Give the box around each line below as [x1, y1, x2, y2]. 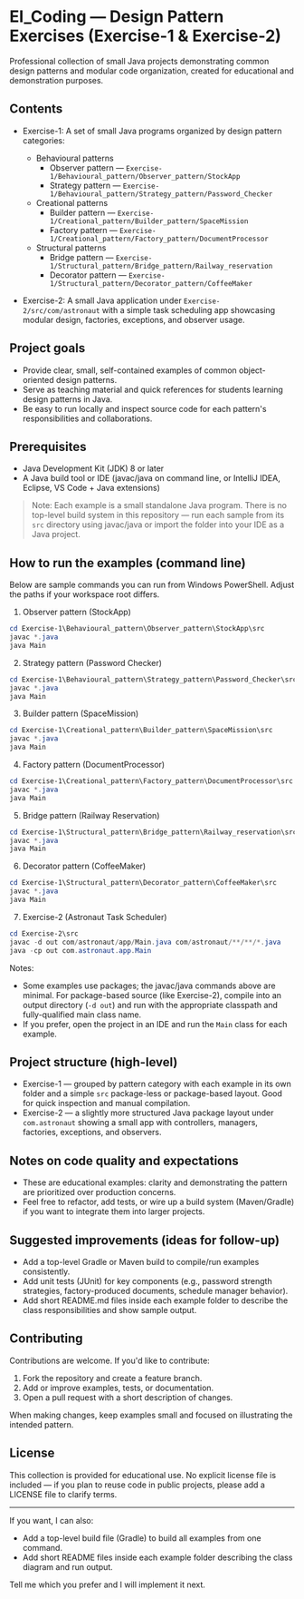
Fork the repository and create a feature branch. [22, 1372, 203, 1383]
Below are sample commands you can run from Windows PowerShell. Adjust [9, 579, 295, 591]
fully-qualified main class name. [22, 1009, 142, 1020]
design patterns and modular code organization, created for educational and [9, 65, 294, 76]
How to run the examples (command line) [9, 555, 246, 571]
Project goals [9, 340, 86, 356]
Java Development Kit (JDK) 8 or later [22, 463, 165, 474]
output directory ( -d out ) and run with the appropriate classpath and [22, 999, 279, 1010]
